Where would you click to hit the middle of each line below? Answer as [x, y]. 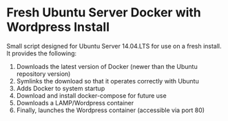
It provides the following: [42, 53]
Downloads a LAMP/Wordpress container [75, 103]
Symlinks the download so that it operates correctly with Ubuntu [107, 81]
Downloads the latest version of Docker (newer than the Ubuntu [107, 66]
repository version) [43, 74]
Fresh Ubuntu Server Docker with [104, 13]
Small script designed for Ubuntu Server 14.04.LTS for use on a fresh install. [114, 46]
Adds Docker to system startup [61, 88]
